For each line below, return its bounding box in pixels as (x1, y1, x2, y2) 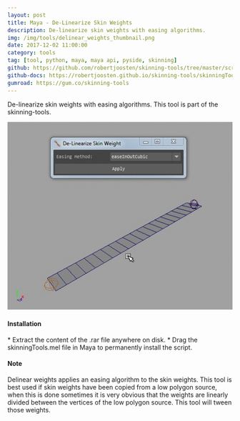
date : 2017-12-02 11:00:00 (7, 41, 88, 49)
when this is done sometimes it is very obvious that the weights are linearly (7, 390, 229, 399)
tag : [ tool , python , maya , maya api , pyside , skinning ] (7, 57, 177, 64)
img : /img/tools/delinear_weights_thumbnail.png (7, 34, 155, 41)
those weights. (7, 405, 51, 414)
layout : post (7, 11, 46, 19)
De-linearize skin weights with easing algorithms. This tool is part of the (7, 100, 219, 109)
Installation (7, 319, 41, 328)
